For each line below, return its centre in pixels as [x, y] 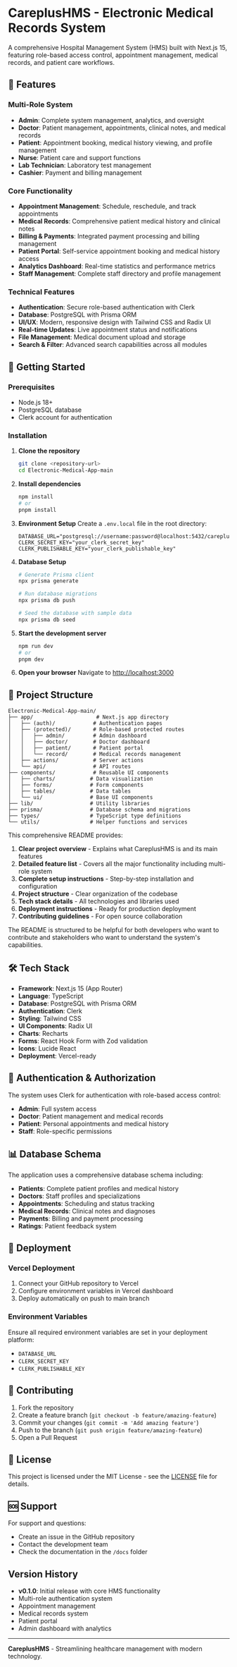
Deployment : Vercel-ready [57, 1056]
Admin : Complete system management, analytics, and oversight [111, 120]
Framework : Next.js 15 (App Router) [70, 989]
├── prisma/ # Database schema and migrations [100, 810]
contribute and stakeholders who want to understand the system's [104, 938]
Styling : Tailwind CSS [50, 1019]
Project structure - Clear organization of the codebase [98, 894]
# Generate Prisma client [56, 575]
